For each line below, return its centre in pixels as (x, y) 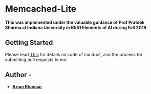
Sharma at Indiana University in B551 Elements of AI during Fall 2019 (76, 27)
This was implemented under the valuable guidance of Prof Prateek (75, 22)
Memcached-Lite (41, 9)
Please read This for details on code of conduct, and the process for (74, 54)
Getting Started (29, 43)
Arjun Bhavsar (27, 86)
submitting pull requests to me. (36, 60)
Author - (18, 75)
